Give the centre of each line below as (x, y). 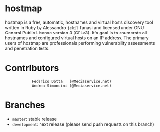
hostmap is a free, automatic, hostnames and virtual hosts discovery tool (79, 22)
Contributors (32, 68)
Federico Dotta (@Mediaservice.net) (71, 81)
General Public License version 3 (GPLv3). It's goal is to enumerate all (76, 33)
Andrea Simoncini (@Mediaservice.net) (71, 86)
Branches (25, 105)
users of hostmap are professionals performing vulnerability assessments (80, 43)
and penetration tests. (27, 48)
